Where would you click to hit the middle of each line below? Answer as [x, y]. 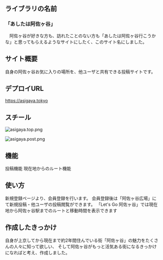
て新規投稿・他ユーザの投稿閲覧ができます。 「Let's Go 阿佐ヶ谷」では [77, 204]
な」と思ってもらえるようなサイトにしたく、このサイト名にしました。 [76, 42]
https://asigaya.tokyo [27, 101]
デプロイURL [25, 88]
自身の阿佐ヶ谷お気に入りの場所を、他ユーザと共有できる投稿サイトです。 [81, 72]
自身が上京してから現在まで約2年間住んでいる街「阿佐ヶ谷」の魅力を [75, 240]
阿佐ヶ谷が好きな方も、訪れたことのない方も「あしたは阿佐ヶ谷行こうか [82, 35]
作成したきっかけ [31, 228]
